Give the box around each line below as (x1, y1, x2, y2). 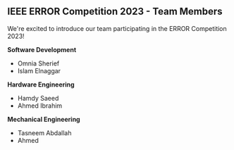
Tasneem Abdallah (17, 128, 72, 137)
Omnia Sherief (17, 59, 60, 68)
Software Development (7, 45, 77, 54)
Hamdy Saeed (17, 94, 59, 102)
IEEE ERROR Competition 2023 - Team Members (7, 6, 223, 18)
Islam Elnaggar (17, 66, 61, 75)
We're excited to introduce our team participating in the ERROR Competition (7, 24, 227, 32)
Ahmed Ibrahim (17, 101, 63, 110)
